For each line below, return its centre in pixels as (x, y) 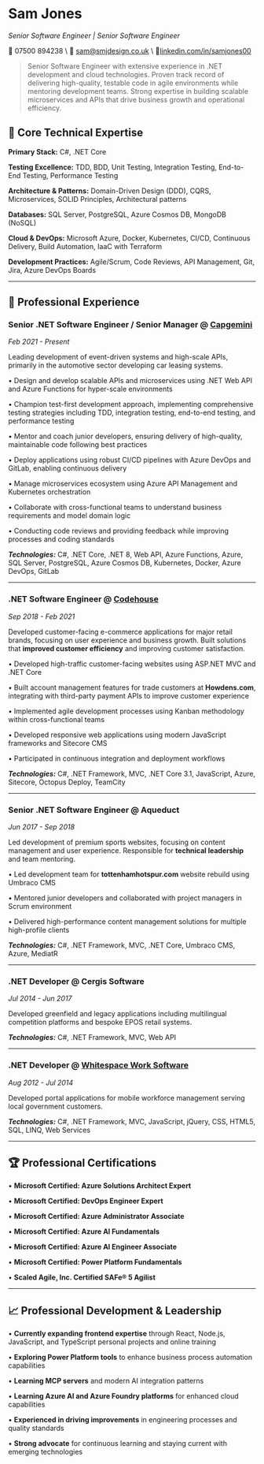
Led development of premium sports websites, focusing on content (117, 842)
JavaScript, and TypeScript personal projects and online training (112, 1342)
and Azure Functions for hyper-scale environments (90, 389)
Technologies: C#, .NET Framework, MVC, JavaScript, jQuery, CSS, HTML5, (132, 1121)
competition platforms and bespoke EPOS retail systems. (100, 1023)
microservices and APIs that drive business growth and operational (136, 99)
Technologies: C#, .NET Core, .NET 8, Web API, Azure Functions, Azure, (126, 555)
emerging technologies (46, 1452)
